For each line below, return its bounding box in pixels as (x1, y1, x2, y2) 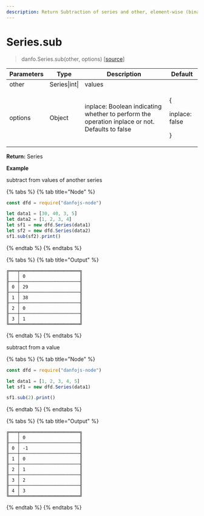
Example (6, 164, 29, 172)
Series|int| (49, 80, 79, 88)
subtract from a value (6, 343, 60, 350)
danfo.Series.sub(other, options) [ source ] (21, 55, 125, 63)
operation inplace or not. (84, 117, 155, 125)
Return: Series (6, 153, 43, 160)
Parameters (9, 69, 44, 78)
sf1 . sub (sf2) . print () (6, 233, 61, 239)
